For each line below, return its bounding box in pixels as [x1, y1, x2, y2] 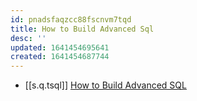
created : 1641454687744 [10, 52, 110, 62]
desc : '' [10, 33, 47, 43]
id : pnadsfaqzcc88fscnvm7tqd [10, 14, 132, 25]
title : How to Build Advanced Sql [10, 24, 155, 34]
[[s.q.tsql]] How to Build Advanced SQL [24, 79, 187, 91]
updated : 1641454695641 [10, 42, 110, 53]
